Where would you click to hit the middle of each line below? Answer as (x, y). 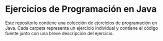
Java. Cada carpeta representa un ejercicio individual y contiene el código (82, 28)
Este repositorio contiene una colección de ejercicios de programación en (81, 23)
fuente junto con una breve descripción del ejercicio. (59, 33)
